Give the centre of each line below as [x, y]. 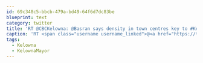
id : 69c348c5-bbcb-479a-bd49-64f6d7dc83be [60, 12]
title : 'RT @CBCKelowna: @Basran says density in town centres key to [97, 28]
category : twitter [29, 23]
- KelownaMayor [31, 51]
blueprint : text [27, 17]
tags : [13, 40]
